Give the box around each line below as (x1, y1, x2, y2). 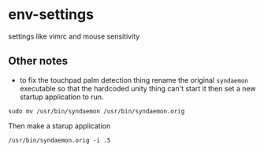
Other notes (8, 54, 69, 68)
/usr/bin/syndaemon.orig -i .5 (8, 136, 111, 144)
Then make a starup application (8, 120, 111, 131)
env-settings (8, 6, 95, 24)
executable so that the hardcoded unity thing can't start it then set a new (19, 83, 256, 93)
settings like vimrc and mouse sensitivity (8, 32, 140, 41)
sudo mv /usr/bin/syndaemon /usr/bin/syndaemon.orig (8, 107, 185, 115)
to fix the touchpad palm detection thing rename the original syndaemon (19, 75, 248, 84)
